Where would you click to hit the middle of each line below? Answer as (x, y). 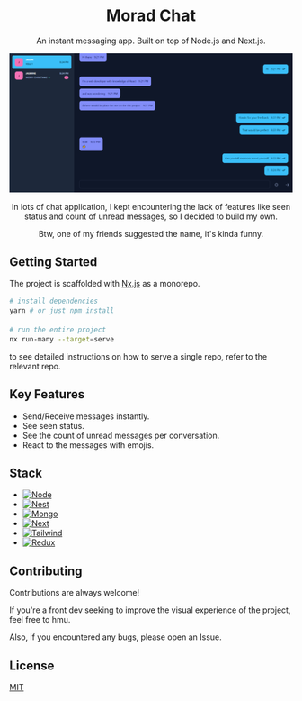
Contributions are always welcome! (75, 593)
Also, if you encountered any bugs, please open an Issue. (115, 637)
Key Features (47, 394)
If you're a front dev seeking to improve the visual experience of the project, (150, 610)
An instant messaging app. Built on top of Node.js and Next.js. (151, 41)
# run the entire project (58, 330)
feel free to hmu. (40, 620)
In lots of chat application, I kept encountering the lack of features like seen (151, 206)
